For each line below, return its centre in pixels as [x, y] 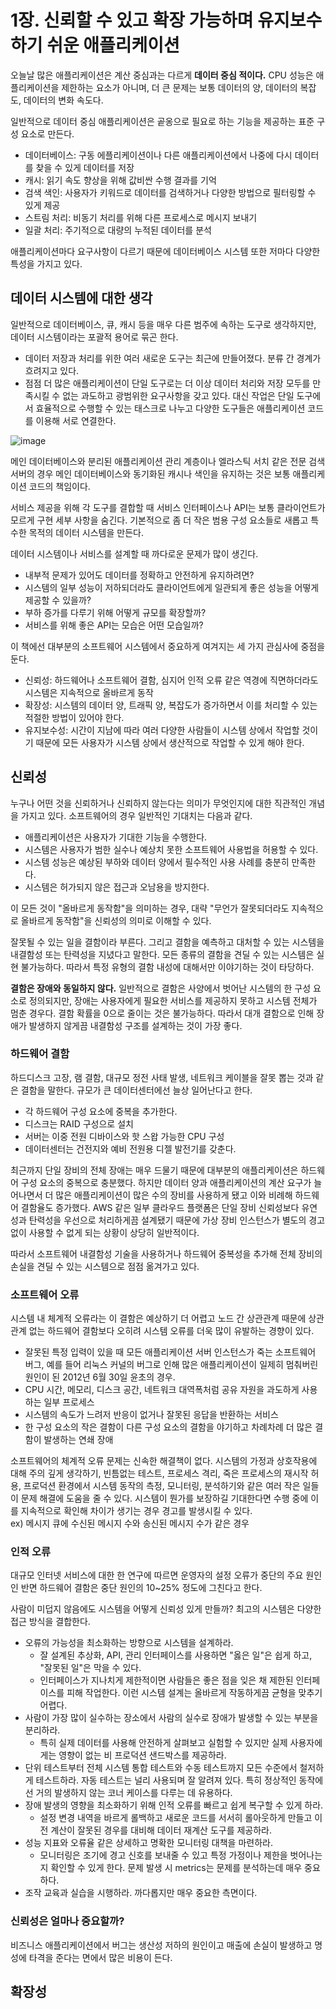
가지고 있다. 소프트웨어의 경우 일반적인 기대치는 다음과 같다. [136, 815]
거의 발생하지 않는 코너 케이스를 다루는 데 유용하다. [134, 1793]
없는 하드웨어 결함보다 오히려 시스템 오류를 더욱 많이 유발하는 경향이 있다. [171, 1331]
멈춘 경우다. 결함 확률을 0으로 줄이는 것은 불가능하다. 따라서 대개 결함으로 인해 [162, 1013]
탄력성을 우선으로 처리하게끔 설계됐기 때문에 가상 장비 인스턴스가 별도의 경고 [177, 1220]
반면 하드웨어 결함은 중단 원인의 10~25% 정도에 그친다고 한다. [141, 1588]
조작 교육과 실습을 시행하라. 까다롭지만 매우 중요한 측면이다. [141, 1893]
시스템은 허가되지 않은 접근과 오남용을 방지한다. [117, 887]
